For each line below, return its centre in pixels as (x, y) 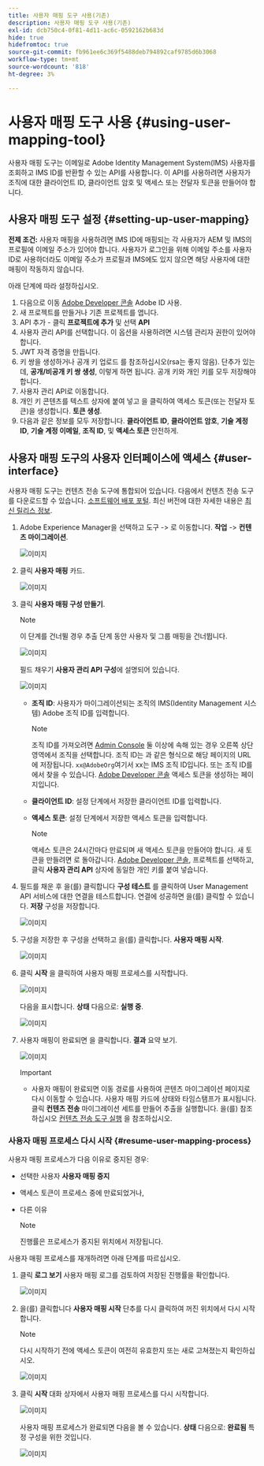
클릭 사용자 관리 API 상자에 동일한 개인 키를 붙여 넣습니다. (120, 870)
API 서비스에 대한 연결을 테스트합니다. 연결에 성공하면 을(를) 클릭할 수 (126, 896)
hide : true (26, 37)
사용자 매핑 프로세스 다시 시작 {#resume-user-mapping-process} (130, 1141)
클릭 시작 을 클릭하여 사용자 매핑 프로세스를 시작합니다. (104, 973)
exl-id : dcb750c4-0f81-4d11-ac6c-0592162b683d (86, 30)
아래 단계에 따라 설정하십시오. (54, 286)
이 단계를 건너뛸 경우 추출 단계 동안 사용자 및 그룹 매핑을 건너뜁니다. (123, 636)
